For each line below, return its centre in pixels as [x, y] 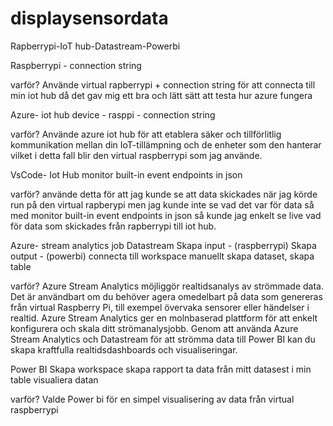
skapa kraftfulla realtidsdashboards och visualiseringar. [124, 349]
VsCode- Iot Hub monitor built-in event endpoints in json [126, 174]
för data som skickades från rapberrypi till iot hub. [113, 226]
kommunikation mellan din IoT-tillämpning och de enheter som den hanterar [166, 144]
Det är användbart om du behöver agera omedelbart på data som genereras [166, 296]
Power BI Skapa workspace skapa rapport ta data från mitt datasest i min [161, 369]
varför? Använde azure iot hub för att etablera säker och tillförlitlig [146, 134]
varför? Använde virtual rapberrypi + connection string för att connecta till [163, 84]
